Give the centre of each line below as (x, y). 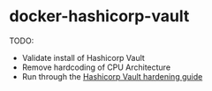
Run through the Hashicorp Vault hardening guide (112, 76)
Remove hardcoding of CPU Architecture (96, 67)
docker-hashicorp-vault (99, 16)
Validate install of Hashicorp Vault (83, 57)
